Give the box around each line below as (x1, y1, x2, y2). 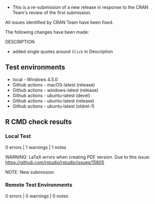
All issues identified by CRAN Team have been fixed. (5, 20, 114, 25)
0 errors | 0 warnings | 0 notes (5, 193, 69, 199)
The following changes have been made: (5, 29, 89, 35)
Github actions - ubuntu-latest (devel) (12, 92, 91, 98)
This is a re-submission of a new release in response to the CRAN (12, 5, 148, 10)
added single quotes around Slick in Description (12, 49, 113, 54)
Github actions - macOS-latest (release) (12, 81, 95, 87)
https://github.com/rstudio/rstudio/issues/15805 (5, 159, 104, 165)
